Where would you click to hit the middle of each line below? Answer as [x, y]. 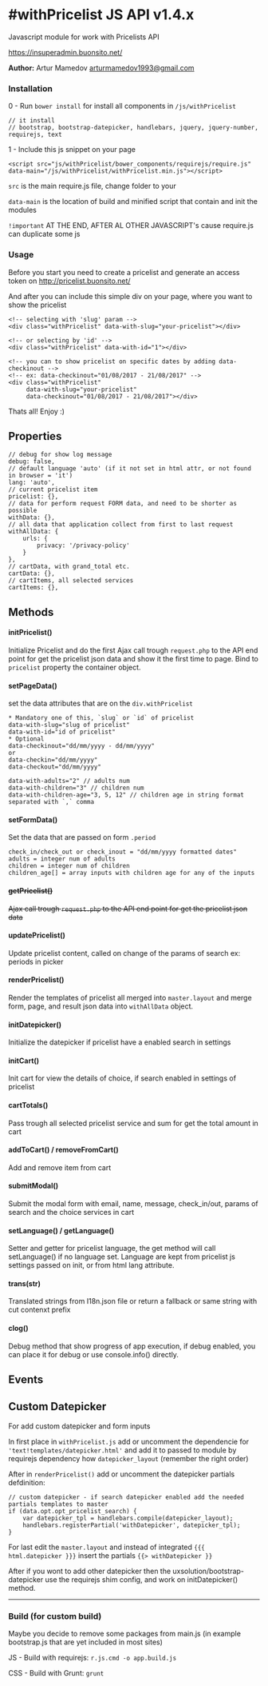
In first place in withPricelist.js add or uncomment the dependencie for [129, 1441]
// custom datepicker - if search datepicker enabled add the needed [126, 1497]
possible [23, 511]
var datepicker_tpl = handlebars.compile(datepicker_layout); [128, 1518]
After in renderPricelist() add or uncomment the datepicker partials [122, 1474]
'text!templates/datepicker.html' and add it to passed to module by [122, 1450]
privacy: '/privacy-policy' [83, 545]
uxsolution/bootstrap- [209, 1571]
